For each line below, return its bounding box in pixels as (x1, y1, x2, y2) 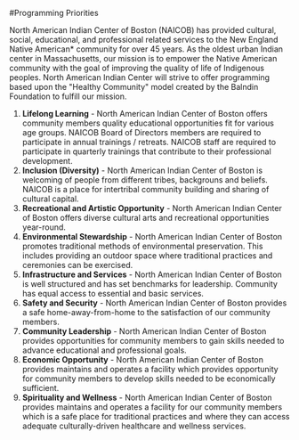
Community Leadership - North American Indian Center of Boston (21, 326, 267, 337)
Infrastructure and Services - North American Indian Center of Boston (21, 269, 282, 280)
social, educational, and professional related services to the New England (9, 35, 279, 45)
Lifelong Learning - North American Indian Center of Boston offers (21, 109, 269, 118)
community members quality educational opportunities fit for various (21, 118, 274, 128)
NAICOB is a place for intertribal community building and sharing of (21, 184, 270, 194)
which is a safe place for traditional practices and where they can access (21, 411, 290, 421)
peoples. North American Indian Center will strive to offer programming (9, 72, 270, 83)
